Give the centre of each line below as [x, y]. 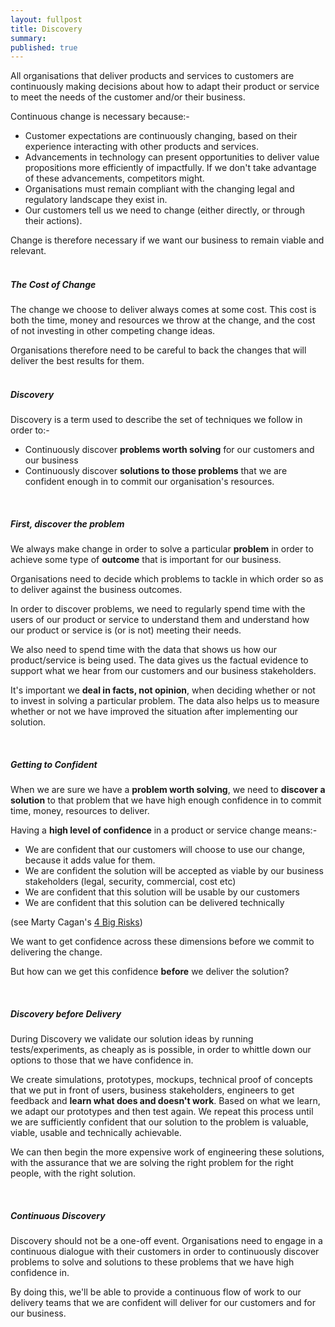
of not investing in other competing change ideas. [113, 331]
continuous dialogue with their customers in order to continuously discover [165, 1252]
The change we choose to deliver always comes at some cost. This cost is [163, 310]
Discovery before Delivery [66, 1013]
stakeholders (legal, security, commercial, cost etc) [130, 882]
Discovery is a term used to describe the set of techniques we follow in [156, 420]
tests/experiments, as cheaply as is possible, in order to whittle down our [161, 1050]
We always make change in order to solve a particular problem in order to [162, 549]
